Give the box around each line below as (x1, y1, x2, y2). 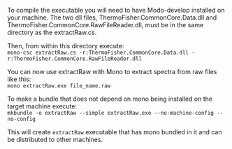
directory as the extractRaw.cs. (7, 28, 97, 36)
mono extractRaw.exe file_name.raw (7, 83, 111, 90)
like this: (7, 75, 31, 83)
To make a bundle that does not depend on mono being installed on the (7, 94, 213, 103)
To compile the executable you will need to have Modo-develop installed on (7, 6, 225, 14)
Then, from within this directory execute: (7, 42, 124, 50)
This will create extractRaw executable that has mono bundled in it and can (7, 128, 222, 136)
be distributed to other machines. (7, 136, 103, 143)
